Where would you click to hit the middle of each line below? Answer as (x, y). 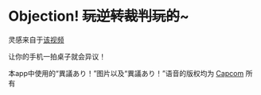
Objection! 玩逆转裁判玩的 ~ (99, 16)
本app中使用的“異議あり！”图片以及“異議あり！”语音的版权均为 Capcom (126, 73)
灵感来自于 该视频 (36, 40)
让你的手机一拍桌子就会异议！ (57, 56)
